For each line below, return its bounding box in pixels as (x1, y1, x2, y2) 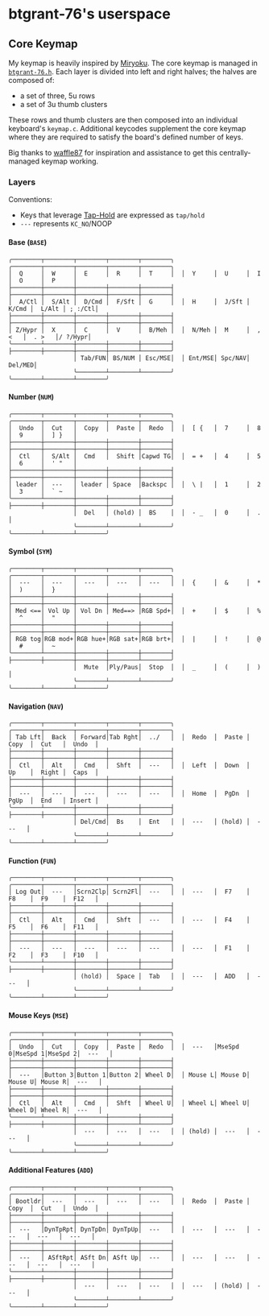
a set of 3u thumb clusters (19, 100, 108, 109)
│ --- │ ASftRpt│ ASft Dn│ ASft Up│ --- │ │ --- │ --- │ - (8, 1253, 262, 1261)
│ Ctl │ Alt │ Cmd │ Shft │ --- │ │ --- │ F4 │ (8, 916, 250, 925)
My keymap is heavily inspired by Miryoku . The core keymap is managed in (8, 58, 258, 68)
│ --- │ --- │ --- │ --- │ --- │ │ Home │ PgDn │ (8, 790, 250, 798)
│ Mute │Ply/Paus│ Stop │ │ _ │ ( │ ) (72, 663, 262, 671)
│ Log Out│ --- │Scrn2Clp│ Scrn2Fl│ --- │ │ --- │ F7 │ (8, 888, 250, 896)
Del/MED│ (8, 361, 38, 369)
